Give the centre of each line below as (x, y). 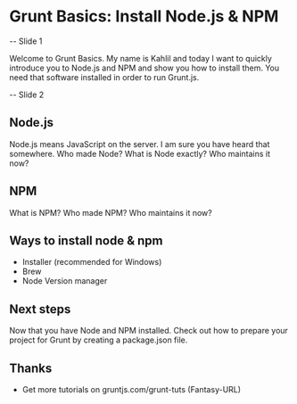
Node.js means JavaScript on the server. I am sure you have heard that (140, 144)
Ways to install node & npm (86, 240)
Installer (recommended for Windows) (92, 262)
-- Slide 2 (27, 95)
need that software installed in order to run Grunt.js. (104, 77)
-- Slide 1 (26, 41)
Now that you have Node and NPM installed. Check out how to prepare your (148, 331)
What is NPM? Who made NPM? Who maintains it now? (111, 212)
